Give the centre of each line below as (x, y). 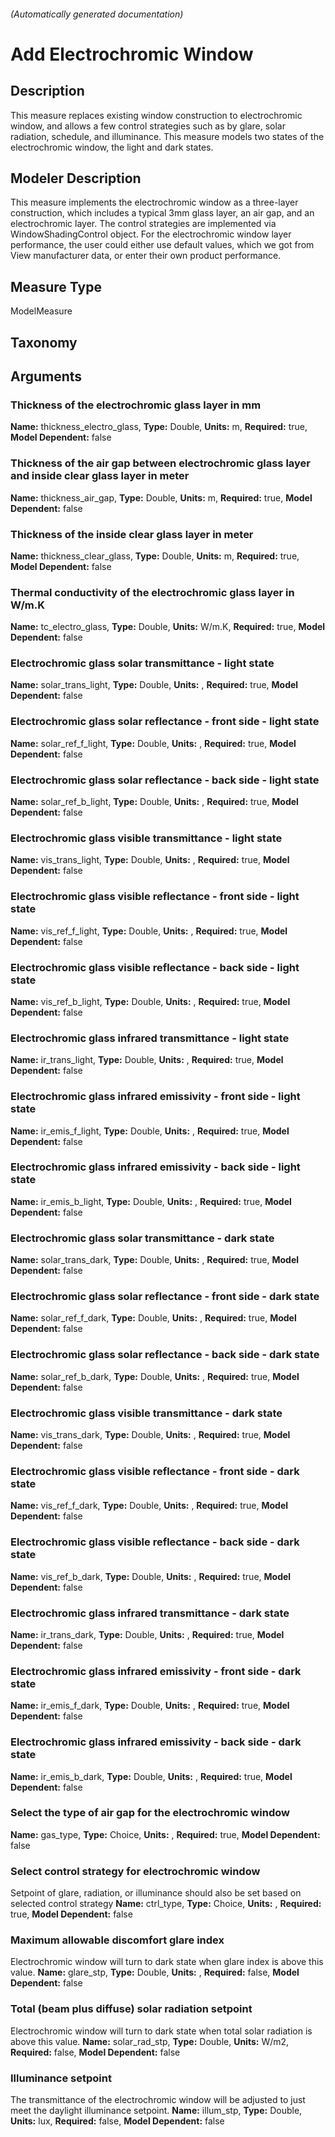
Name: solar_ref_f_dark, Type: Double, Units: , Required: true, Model (153, 1318)
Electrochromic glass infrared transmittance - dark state (150, 1613)
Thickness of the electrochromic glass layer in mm (136, 405)
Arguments (46, 376)
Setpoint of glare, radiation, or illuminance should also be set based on (156, 1893)
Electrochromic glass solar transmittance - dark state (142, 1238)
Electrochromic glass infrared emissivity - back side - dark (156, 1742)
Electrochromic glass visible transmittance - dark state (146, 1413)
